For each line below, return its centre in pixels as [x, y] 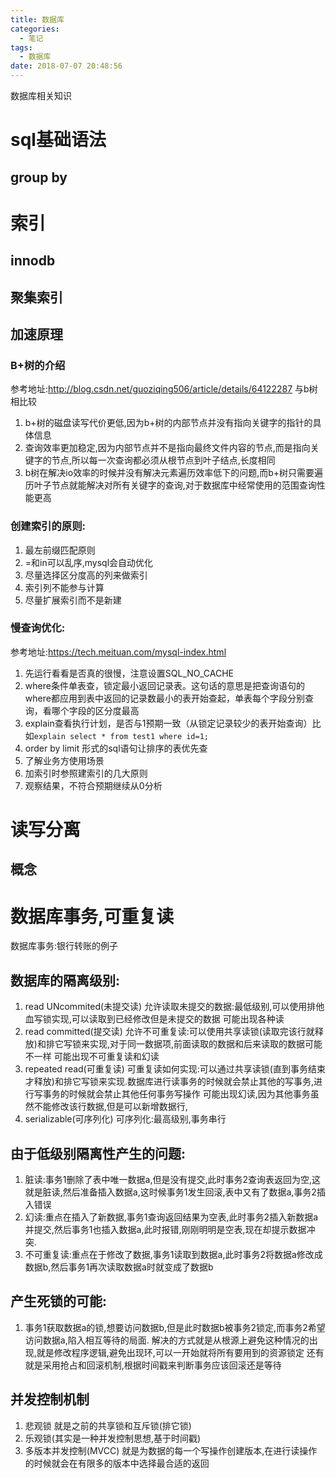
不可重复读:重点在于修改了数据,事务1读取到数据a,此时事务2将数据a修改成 [173, 1254]
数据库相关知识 [41, 95]
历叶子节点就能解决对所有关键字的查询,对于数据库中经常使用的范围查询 [170, 485]
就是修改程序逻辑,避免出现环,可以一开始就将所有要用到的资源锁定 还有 [180, 1352]
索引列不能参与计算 [64, 587]
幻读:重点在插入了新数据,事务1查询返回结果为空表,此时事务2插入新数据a [171, 1217]
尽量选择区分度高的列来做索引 [86, 575]
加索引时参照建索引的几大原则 [86, 773]
